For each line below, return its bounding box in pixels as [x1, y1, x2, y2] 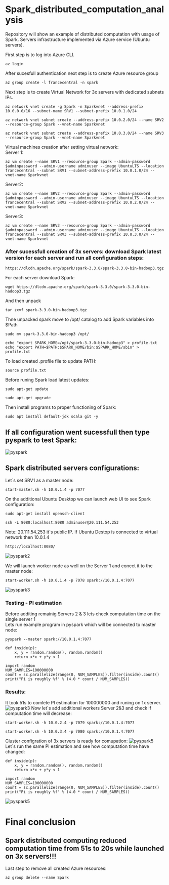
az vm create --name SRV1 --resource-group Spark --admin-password [5, 159, 151, 164]
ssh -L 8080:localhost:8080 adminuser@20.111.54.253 [5, 520, 119, 525]
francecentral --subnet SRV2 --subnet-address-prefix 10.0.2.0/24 [5, 200, 148, 205]
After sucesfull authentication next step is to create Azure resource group [5, 70, 158, 76]
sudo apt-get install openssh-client [5, 511, 85, 516]
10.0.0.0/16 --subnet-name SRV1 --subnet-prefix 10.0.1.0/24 [5, 108, 137, 113]
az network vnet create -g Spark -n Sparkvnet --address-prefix [5, 104, 144, 109]
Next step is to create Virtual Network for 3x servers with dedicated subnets [5, 89, 164, 95]
